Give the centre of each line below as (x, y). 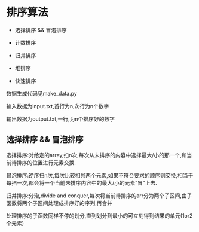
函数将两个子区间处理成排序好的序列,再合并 (59, 203)
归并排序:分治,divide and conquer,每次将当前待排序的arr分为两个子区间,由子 (99, 196)
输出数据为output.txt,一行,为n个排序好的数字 (61, 119)
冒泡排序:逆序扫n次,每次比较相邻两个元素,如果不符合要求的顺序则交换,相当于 (100, 175)
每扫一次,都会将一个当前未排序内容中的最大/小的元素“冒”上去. (82, 182)
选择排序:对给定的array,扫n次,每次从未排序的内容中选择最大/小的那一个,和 (97, 155)
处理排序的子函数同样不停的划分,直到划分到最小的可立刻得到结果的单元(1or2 (99, 215)
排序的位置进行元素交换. (46, 163)
